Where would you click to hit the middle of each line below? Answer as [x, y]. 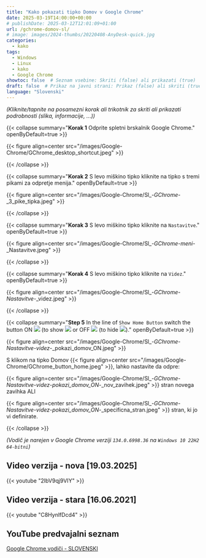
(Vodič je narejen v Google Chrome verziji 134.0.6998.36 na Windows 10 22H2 [103, 440]
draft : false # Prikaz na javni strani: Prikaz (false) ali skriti [96, 86]
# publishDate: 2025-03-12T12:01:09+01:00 [61, 23]
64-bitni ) [18, 446]
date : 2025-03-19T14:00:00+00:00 [49, 18]
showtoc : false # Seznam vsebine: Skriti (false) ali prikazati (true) [101, 80]
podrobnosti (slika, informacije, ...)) [51, 116]
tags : [13, 52]
